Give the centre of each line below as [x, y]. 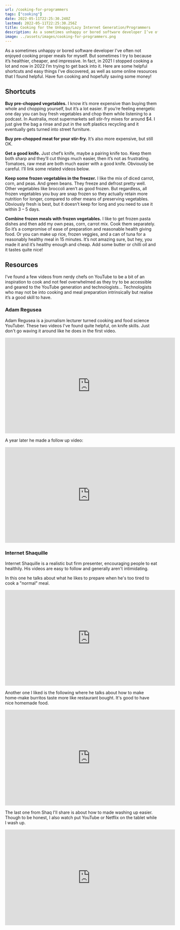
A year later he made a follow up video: [44, 440]
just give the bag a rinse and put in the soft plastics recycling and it [72, 124]
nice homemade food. [27, 703]
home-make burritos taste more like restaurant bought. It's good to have [77, 698]
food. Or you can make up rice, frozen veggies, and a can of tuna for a [75, 234]
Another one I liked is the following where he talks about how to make [74, 693]
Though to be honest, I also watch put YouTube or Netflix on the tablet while [81, 818]
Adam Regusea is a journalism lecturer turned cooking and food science [77, 320]
